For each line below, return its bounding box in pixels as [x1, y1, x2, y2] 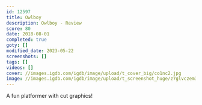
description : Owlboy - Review [6, 20, 82, 26]
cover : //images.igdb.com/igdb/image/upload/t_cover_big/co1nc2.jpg [6, 70, 182, 76]
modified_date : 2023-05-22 [6, 48, 74, 54]
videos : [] [6, 64, 34, 71]
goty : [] [6, 43, 28, 49]
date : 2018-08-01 [6, 31, 50, 37]
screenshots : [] [6, 53, 47, 59]
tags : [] [6, 59, 28, 65]
